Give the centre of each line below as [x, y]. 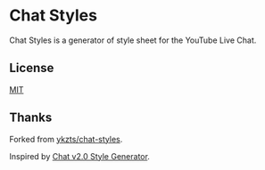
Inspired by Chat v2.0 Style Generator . [79, 156]
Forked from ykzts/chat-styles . [66, 139]
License [32, 68]
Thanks [31, 118]
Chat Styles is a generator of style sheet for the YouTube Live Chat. [133, 40]
